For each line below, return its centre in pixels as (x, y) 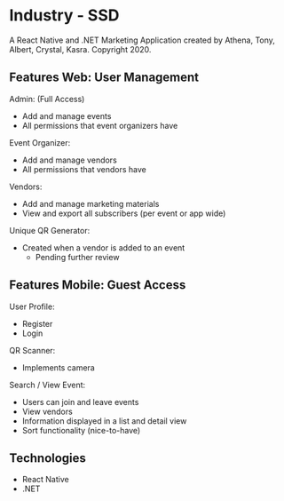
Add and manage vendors (69, 160)
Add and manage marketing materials (91, 203)
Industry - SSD (64, 16)
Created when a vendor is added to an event (103, 247)
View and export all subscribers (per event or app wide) (124, 213)
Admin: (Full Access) (47, 99)
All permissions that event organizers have (100, 125)
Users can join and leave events (80, 402)
